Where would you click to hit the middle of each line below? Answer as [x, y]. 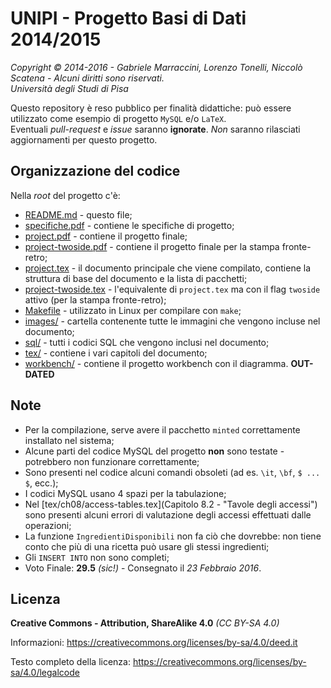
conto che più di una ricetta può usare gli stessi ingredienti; [147, 546]
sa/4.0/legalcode [45, 673]
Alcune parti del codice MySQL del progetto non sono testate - [154, 451]
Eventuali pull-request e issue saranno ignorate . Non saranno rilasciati [155, 129]
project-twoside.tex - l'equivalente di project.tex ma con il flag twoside [172, 289]
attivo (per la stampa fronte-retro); [95, 299]
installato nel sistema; [69, 440]
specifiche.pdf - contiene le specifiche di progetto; [129, 225]
